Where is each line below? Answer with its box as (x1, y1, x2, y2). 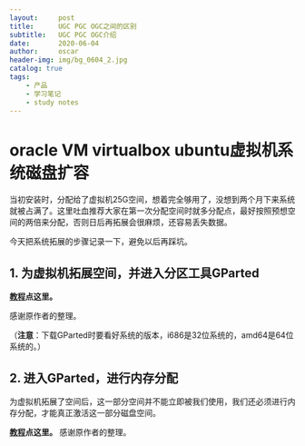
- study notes (25, 97, 79, 107)
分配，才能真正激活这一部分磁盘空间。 (16, 407, 161, 418)
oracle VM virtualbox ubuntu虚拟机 (9, 140, 279, 160)
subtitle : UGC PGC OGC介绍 (9, 30, 117, 39)
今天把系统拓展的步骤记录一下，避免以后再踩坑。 (9, 236, 192, 247)
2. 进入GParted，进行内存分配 (9, 370, 179, 386)
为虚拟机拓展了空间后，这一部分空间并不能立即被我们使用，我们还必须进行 (9, 396, 288, 407)
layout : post (9, 13, 75, 23)
